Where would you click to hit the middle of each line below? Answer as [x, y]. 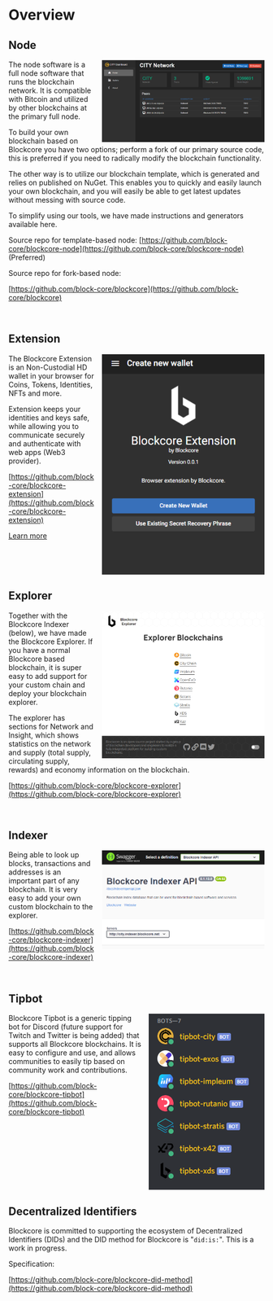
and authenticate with [45, 443]
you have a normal [39, 650]
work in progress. [38, 1248]
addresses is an [35, 872]
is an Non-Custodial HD [48, 367]
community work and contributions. [68, 1070]
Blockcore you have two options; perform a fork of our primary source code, [136, 149]
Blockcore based [37, 659]
